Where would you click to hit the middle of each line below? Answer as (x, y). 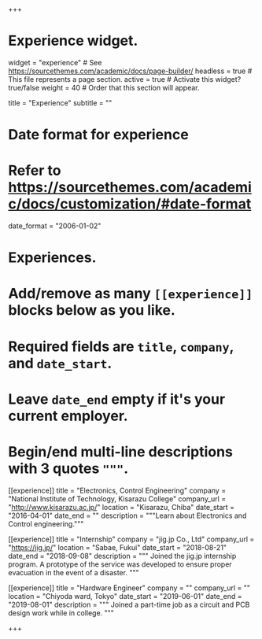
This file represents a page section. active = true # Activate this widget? (125, 79)
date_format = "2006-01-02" (55, 226)
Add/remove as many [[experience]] (131, 294)
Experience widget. (73, 41)
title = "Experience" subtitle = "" (60, 102)
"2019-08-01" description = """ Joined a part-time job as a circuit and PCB (129, 604)
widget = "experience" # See (55, 62)
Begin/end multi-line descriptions (121, 452)
